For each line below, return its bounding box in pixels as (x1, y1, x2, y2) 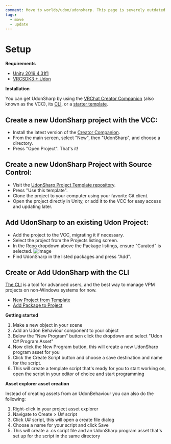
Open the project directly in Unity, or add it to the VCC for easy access (12, 198, 161, 204)
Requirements (5, 61, 36, 67)
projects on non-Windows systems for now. (5, 287, 97, 293)
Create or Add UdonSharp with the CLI (5, 268, 129, 277)
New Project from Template (12, 297, 70, 303)
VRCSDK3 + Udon (12, 76, 51, 82)
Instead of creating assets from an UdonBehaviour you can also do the (5, 390, 154, 397)
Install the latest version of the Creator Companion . (12, 129, 120, 135)
